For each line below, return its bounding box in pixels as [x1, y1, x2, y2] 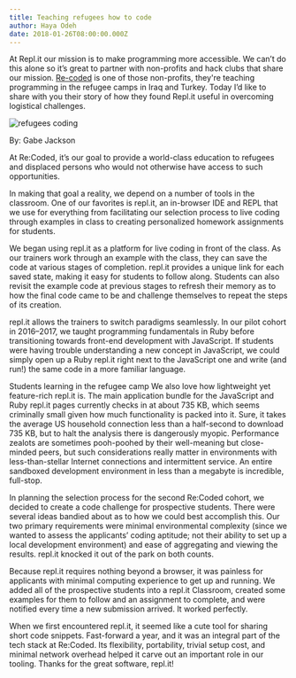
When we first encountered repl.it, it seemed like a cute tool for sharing [9, 621, 268, 632]
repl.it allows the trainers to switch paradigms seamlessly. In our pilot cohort [9, 316, 287, 328]
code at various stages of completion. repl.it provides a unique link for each [9, 262, 285, 273]
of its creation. [9, 300, 62, 310]
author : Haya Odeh [9, 21, 77, 30]
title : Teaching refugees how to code [9, 12, 152, 22]
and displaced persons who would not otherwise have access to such [9, 161, 263, 173]
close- [240, 438, 264, 448]
